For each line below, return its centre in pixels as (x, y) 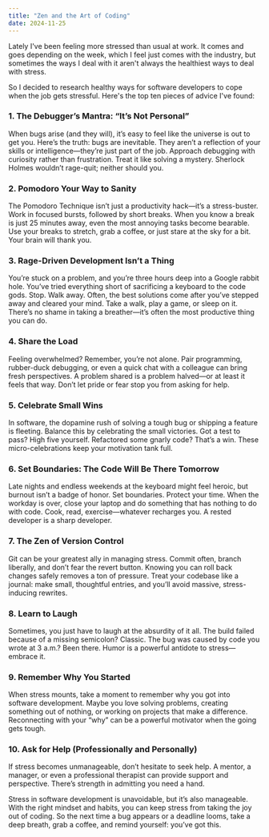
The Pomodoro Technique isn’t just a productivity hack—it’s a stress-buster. (133, 206)
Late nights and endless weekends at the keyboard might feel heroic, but (128, 486)
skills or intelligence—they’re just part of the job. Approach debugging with (132, 151)
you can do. (28, 320)
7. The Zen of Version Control (66, 541)
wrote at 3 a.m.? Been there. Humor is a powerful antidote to (108, 648)
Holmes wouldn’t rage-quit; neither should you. (86, 167)
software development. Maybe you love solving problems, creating (118, 703)
